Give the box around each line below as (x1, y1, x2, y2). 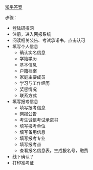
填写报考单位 (19, 123, 46, 129)
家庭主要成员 (19, 74, 46, 80)
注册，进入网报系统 (12, 31, 51, 37)
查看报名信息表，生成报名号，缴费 (19, 147, 89, 153)
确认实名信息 (19, 49, 46, 55)
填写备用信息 (19, 129, 46, 135)
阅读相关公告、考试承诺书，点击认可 (12, 37, 86, 43)
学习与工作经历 (19, 80, 50, 86)
